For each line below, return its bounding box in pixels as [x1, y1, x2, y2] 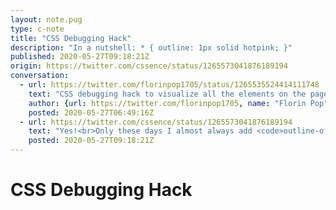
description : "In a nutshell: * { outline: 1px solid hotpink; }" [10, 42, 293, 53]
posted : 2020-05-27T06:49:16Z [28, 107, 155, 118]
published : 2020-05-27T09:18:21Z [10, 52, 150, 62]
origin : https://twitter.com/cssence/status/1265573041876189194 [10, 61, 288, 71]
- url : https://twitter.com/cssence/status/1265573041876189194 [19, 117, 293, 127]
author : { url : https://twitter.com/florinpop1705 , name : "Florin [28, 98, 307, 108]
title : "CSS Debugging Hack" [10, 33, 132, 43]
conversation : [10, 71, 70, 81]
